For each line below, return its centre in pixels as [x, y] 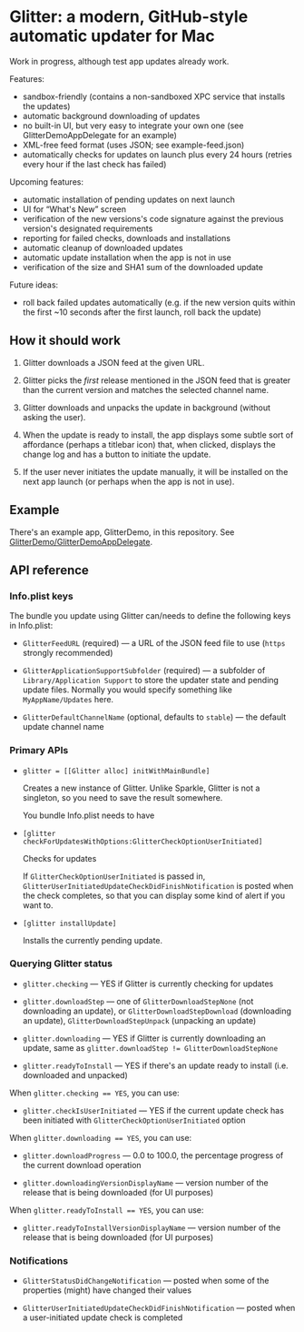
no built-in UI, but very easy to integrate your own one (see [133, 126]
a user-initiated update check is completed [103, 1317]
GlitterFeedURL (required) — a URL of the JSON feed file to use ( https [154, 643]
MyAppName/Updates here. [68, 700]
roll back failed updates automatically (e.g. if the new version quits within [159, 302]
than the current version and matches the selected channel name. [146, 389]
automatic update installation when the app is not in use [127, 257]
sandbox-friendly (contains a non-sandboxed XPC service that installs [154, 96]
